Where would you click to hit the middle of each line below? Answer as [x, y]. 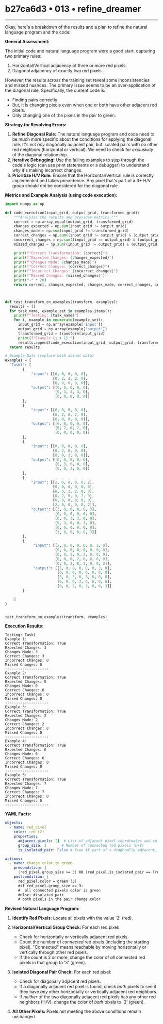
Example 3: [16, 707]
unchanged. [24, 1017]
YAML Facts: [18, 814]
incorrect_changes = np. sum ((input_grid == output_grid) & [75, 240]
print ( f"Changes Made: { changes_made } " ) [55, 262]
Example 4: [16, 741]
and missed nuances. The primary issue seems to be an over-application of [81, 85]
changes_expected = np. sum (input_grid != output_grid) [70, 226]
